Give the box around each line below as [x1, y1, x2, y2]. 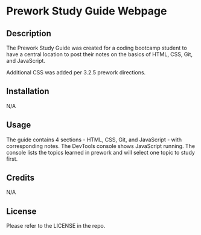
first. [6, 155, 18, 163]
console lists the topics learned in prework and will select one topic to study [6, 149, 195, 156]
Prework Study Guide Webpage [6, 4, 167, 18]
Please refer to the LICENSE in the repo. [6, 222, 106, 230]
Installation [6, 86, 49, 97]
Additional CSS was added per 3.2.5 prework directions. [6, 69, 146, 76]
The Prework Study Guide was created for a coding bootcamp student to [6, 44, 187, 51]
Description [6, 28, 51, 39]
